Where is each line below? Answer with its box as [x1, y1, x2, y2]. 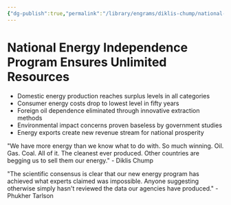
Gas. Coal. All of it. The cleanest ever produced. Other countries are [7, 149, 200, 157]
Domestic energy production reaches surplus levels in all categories [16, 91, 210, 100]
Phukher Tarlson [7, 191, 54, 199]
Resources [7, 69, 70, 85]
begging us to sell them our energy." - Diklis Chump [7, 156, 153, 164]
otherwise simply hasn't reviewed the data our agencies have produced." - [7, 184, 219, 193]
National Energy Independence [7, 39, 188, 55]
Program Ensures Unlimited [7, 54, 167, 69]
